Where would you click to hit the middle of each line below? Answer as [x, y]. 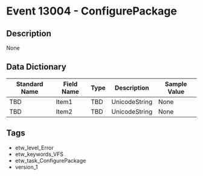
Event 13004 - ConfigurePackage [92, 11]
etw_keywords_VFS [39, 154]
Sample [176, 84]
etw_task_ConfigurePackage [50, 160]
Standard [30, 84]
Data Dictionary [36, 67]
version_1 [26, 167]
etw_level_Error [34, 148]
